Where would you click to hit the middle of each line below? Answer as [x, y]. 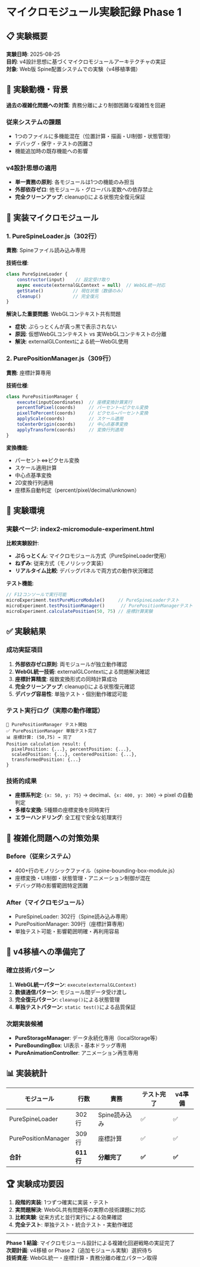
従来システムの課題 [34, 122]
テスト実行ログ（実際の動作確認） [55, 711]
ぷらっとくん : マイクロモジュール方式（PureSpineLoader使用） [92, 556]
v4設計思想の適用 [32, 168]
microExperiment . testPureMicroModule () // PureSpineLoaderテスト [93, 600]
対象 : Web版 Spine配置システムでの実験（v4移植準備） [74, 69]
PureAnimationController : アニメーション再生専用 [76, 1053]
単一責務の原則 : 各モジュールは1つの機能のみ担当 [75, 182]
